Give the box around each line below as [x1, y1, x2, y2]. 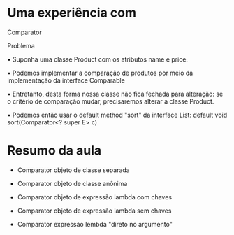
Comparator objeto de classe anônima [17, 179, 128, 187]
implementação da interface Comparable [7, 76, 126, 85]
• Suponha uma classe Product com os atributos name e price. [7, 55, 189, 64]
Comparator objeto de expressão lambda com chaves [17, 192, 173, 201]
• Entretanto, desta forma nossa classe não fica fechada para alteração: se [7, 90, 224, 98]
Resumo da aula [7, 143, 102, 159]
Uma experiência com [7, 5, 136, 21]
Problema [7, 41, 35, 50]
